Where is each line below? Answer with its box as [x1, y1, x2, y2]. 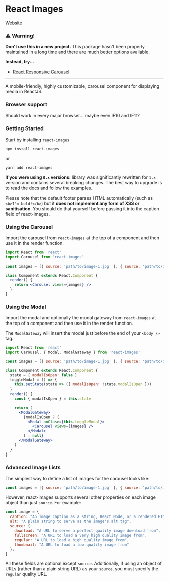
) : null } [23, 433, 44, 438]
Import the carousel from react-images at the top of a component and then [5, 235, 159, 241]
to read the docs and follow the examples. [5, 185, 92, 191]
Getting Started [5, 125, 44, 132]
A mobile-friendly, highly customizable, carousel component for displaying [5, 83, 160, 89]
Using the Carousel [5, 223, 53, 230]
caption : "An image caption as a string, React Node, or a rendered [10, 514, 156, 519]
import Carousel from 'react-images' [5, 254, 84, 260]
